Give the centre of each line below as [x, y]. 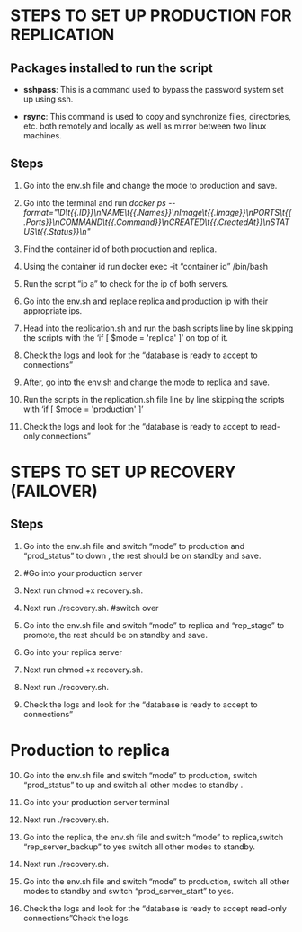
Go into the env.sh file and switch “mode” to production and [134, 546]
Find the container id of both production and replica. [120, 249]
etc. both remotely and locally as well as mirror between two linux [145, 126]
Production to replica [90, 750]
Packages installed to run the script [112, 68]
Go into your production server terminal [96, 802]
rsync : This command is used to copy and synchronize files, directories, [157, 116]
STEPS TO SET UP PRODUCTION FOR [151, 16]
